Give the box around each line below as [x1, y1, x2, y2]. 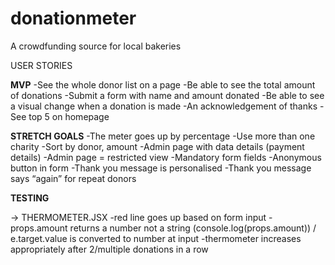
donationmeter [10, 7, 137, 30]
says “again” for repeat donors [10, 172, 137, 184]
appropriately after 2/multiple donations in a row [10, 243, 209, 255]
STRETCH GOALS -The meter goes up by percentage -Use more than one [10, 130, 316, 142]
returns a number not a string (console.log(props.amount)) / [69, 222, 317, 234]
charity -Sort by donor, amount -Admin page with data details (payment [10, 140, 305, 152]
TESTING [10, 192, 50, 204]
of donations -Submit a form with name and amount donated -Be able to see [10, 89, 325, 101]
